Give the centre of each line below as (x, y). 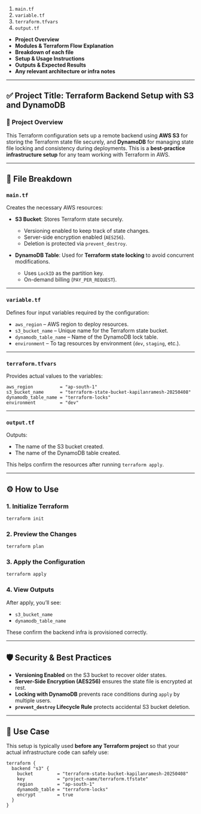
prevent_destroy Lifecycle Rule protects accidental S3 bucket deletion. (102, 707)
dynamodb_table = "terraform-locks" (63, 790)
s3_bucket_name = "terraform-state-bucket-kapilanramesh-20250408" (99, 392)
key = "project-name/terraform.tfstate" (83, 779)
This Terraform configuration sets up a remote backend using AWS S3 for (97, 135)
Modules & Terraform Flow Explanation (64, 46)
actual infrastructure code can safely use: (57, 752)
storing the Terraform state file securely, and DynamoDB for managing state (100, 142)
